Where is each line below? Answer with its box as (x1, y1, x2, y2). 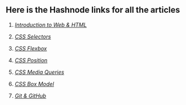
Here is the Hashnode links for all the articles (6, 5, 180, 15)
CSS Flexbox (14, 45, 47, 52)
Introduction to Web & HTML (14, 21, 87, 28)
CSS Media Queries (14, 68, 65, 76)
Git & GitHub (14, 92, 46, 100)
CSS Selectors (14, 33, 51, 40)
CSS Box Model (14, 80, 54, 87)
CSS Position (14, 56, 48, 63)
